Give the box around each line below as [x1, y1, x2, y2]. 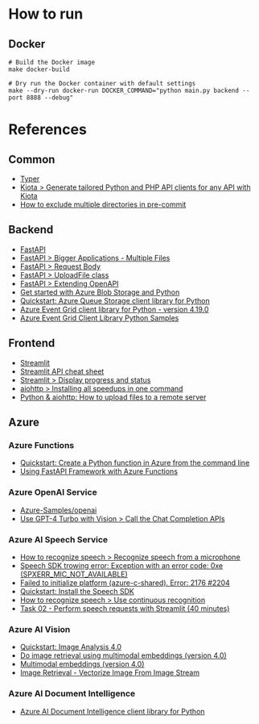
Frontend [8, 337, 55, 350]
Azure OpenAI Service [8, 487, 98, 498]
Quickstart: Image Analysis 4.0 [19, 642, 122, 652]
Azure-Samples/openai [19, 505, 97, 515]
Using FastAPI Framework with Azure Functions [19, 467, 179, 476]
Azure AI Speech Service [8, 534, 109, 545]
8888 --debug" [26, 94, 74, 102]
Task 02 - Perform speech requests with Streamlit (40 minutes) [19, 603, 230, 613]
